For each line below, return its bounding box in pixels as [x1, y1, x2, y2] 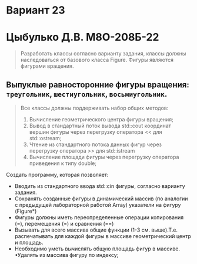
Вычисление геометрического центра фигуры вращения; [29, 115, 173, 123]
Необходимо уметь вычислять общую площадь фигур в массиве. [14, 245, 181, 252]
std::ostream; [29, 134, 62, 141]
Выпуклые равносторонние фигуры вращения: [6, 80, 189, 90]
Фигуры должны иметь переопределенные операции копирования [14, 213, 184, 221]
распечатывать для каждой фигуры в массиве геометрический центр [14, 232, 191, 239]
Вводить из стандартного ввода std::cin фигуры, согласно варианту [14, 182, 185, 189]
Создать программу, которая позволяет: [6, 171, 109, 178]
